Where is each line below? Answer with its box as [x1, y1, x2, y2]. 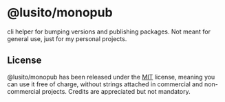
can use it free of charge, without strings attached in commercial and [7, 80, 203, 88]
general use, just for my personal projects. [7, 34, 127, 42]
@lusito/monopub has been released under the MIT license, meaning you [7, 73, 215, 81]
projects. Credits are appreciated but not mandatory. [41, 87, 191, 95]
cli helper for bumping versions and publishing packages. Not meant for [7, 27, 211, 36]
